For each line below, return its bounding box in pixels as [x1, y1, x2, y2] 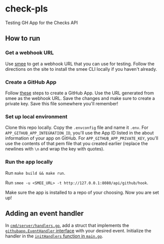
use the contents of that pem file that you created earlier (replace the [5, 141, 148, 147]
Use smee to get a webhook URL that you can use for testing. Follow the [5, 61, 154, 67]
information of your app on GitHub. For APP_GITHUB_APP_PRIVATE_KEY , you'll [5, 135, 158, 141]
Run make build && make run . [5, 170, 66, 176]
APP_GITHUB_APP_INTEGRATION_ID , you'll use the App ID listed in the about [5, 130, 154, 136]
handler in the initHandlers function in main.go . [5, 233, 104, 239]
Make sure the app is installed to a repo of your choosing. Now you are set [5, 189, 159, 195]
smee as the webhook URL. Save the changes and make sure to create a [5, 95, 155, 101]
